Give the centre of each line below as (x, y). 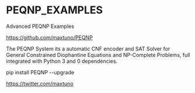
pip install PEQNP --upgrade (40, 72)
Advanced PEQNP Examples (40, 26)
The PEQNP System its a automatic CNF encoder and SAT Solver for (88, 49)
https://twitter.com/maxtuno (40, 83)
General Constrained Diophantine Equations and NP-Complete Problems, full (98, 55)
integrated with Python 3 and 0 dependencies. (62, 61)
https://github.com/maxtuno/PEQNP (50, 37)
